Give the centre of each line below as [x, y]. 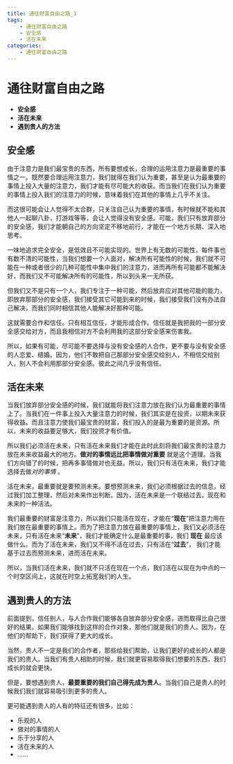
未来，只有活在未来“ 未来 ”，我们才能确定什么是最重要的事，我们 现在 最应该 [115, 536]
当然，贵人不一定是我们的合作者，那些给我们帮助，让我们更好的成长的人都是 [116, 650]
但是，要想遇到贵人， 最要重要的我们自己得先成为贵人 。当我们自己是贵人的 [113, 682]
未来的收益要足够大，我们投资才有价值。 [77, 431]
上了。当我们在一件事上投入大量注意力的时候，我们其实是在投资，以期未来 [113, 414]
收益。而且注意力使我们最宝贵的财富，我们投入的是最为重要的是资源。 [113, 423]
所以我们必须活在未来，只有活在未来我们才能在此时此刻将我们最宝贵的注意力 [116, 446]
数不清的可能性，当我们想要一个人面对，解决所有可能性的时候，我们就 [113, 258]
